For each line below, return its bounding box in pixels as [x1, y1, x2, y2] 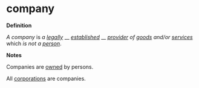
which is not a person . [6, 40, 62, 47]
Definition [6, 22, 32, 29]
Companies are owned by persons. [6, 63, 94, 71]
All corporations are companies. [6, 75, 86, 82]
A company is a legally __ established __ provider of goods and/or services [6, 33, 193, 40]
